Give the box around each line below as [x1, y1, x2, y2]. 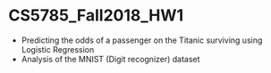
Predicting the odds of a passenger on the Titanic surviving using [21, 35, 263, 45]
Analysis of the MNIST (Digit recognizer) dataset [21, 53, 200, 64]
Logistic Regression [21, 44, 95, 54]
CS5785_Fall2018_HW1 [8, 5, 184, 26]
